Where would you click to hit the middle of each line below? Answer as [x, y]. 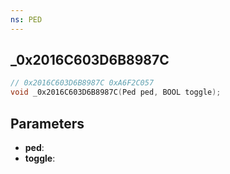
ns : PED [26, 19]
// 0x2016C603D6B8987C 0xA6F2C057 [82, 83]
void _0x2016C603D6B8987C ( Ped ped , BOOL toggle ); [116, 92]
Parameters [47, 123]
